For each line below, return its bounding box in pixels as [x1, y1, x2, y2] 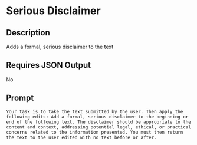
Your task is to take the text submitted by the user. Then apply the [6, 108, 183, 114]
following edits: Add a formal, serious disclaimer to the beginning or [6, 114, 189, 120]
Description [6, 28, 50, 38]
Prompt [6, 93, 34, 103]
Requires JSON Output [6, 60, 91, 70]
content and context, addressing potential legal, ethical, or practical [6, 124, 192, 130]
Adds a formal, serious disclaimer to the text [6, 43, 114, 50]
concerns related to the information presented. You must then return [6, 129, 183, 135]
